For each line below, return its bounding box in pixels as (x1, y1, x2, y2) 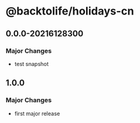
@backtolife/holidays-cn (5, 4, 135, 18)
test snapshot (14, 60, 49, 67)
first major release (14, 110, 60, 117)
